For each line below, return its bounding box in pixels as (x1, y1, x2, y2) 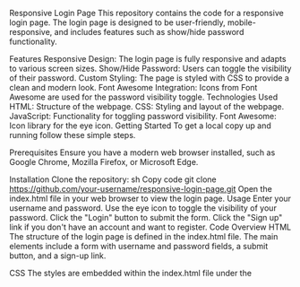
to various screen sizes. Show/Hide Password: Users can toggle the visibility (9, 63, 292, 74)
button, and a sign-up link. (9, 250, 107, 261)
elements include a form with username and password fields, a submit (9, 241, 269, 251)
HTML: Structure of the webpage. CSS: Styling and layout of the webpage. (9, 101, 285, 111)
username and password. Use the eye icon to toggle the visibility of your (9, 203, 278, 213)
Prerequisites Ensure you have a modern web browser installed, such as (9, 147, 276, 158)
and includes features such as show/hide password (54, 27, 244, 37)
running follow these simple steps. (9, 130, 136, 140)
